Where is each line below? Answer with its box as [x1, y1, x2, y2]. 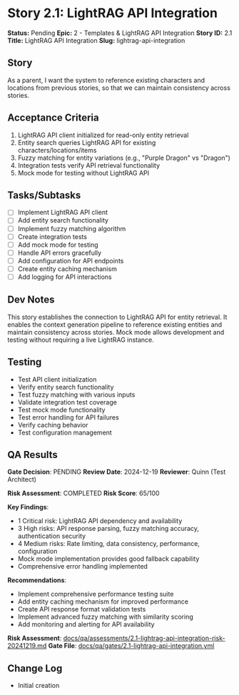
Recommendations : [7, 576, 66, 584]
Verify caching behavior [17, 420, 88, 429]
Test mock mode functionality [17, 405, 106, 414]
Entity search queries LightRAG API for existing [17, 138, 156, 147]
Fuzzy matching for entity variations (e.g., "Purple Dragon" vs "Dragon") [17, 153, 230, 162]
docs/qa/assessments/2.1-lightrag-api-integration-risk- [63, 634, 226, 643]
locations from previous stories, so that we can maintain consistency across [7, 83, 230, 92]
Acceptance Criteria [7, 112, 99, 124]
